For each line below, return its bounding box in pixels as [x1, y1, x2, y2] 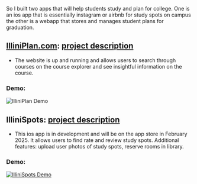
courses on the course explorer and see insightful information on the [14, 63, 182, 70]
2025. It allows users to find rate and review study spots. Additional [14, 136, 179, 144]
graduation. [6, 24, 34, 31]
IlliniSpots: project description [6, 115, 120, 125]
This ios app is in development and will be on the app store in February [14, 130, 188, 137]
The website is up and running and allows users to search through [14, 56, 176, 64]
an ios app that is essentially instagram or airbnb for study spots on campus [6, 11, 191, 18]
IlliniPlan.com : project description [6, 41, 134, 51]
